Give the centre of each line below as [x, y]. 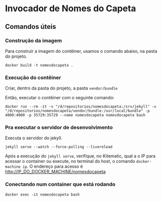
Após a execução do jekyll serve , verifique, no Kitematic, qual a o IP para [80, 156]
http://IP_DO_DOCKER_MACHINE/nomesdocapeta [56, 172]
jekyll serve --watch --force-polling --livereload [59, 147]
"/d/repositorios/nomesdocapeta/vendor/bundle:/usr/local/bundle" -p [78, 111]
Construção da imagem [34, 41]
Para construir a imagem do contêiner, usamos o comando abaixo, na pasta [81, 51]
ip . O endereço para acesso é [53, 166]
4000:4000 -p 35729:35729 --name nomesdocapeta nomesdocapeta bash [75, 115]
